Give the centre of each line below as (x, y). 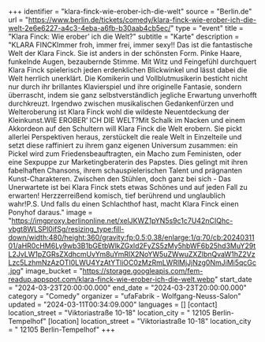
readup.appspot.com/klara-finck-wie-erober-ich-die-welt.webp (112, 279)
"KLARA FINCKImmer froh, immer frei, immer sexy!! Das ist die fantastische (131, 45)
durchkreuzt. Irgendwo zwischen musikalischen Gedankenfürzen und (121, 103)
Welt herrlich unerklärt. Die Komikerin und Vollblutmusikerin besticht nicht (128, 78)
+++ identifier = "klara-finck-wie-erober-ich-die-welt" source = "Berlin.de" (130, 11)
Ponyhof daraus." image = (50, 212)
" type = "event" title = (207, 28)
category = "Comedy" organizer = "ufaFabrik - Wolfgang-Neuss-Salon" (125, 296)
